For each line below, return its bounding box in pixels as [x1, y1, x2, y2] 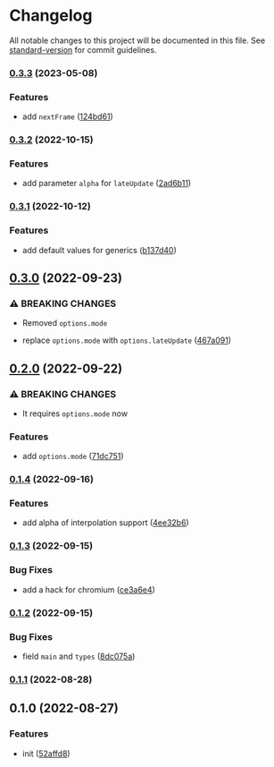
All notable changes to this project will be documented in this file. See [9, 35, 266, 46]
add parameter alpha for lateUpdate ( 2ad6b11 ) [21, 178, 192, 189]
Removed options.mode [21, 318, 108, 328]
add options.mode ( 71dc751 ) [21, 451, 124, 462]
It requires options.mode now [21, 408, 128, 419]
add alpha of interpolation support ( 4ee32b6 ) [21, 517, 189, 528]
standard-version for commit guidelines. [9, 44, 157, 55]
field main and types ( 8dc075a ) [21, 651, 136, 661]
